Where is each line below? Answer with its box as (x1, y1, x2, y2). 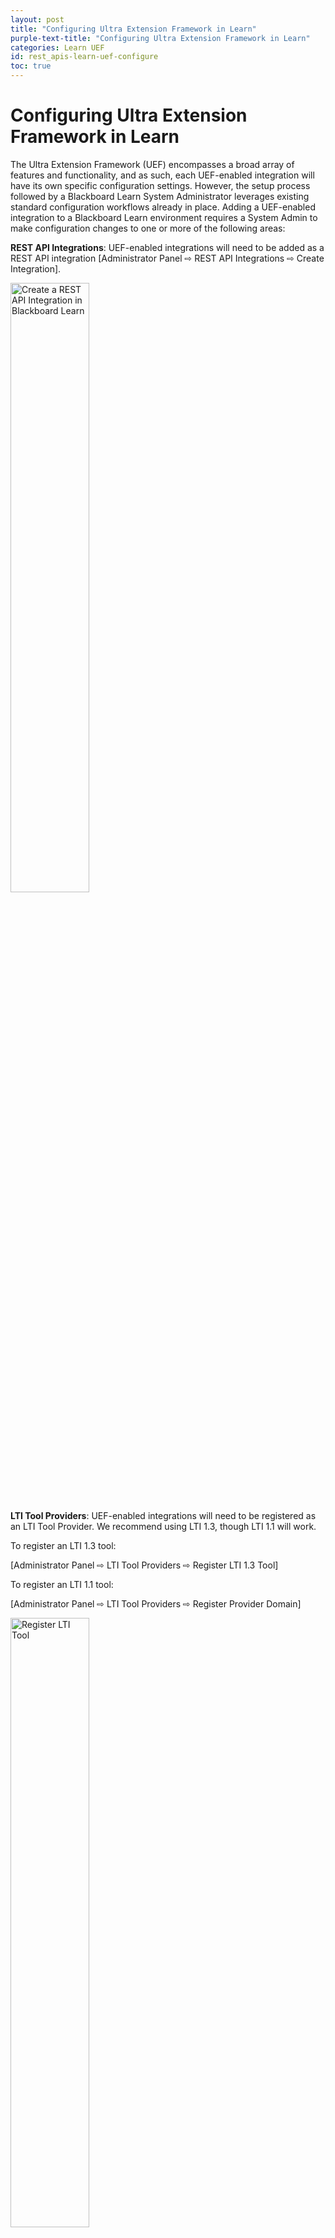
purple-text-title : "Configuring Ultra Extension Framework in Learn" (10, 33, 311, 43)
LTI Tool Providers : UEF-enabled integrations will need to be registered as (10, 1509, 317, 1521)
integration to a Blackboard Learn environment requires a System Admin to (10, 211, 318, 223)
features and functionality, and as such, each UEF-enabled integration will (10, 169, 315, 181)
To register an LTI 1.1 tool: (10, 1578, 114, 1590)
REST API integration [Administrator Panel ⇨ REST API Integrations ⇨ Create (10, 252, 325, 264)
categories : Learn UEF (10, 42, 105, 53)
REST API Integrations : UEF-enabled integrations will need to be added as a (10, 241, 325, 253)
